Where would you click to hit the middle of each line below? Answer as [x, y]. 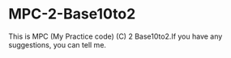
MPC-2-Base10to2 [72, 14]
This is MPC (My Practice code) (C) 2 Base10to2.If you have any [115, 36]
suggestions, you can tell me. [58, 44]
